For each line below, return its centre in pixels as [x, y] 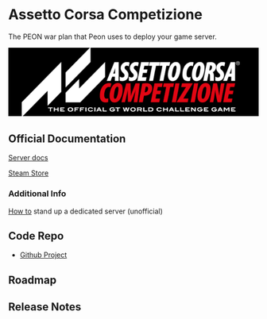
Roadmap [33, 280]
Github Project [43, 255]
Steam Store [29, 173]
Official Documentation [67, 138]
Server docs [28, 158]
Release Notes [45, 307]
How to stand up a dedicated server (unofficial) [85, 211]
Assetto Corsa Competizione [105, 15]
